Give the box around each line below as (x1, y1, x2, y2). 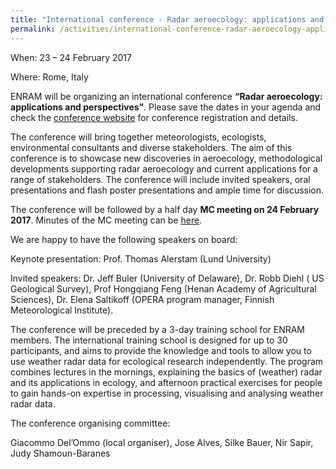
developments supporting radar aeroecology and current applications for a (10, 162, 318, 175)
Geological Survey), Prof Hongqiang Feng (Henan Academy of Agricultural (10, 282, 317, 295)
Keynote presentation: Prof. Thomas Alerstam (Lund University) (10, 252, 272, 265)
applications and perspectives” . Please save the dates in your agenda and (10, 101, 322, 113)
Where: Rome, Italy (10, 71, 89, 83)
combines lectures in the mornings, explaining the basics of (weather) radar (10, 366, 323, 378)
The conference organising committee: (10, 417, 171, 429)
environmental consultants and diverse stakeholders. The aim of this (10, 141, 293, 153)
